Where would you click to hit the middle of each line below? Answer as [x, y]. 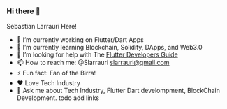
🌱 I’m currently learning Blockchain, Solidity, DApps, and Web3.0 [110, 48]
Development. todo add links [58, 98]
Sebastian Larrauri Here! [42, 27]
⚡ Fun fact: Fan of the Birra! [56, 73]
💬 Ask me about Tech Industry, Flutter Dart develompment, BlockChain [118, 91]
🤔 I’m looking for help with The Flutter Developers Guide [97, 54]
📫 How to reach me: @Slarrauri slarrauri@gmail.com [93, 63]
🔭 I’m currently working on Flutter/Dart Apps [80, 40]
